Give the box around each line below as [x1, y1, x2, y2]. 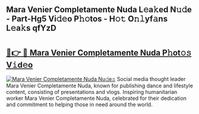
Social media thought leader [116, 76, 186, 82]
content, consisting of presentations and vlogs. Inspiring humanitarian [6, 89, 178, 95]
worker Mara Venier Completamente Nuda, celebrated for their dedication [6, 95, 187, 102]
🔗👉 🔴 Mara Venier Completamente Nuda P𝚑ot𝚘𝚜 [6, 47, 192, 58]
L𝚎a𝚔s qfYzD [6, 23, 56, 33]
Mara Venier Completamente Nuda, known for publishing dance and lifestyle [6, 82, 193, 89]
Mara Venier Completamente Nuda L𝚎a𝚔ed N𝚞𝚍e [6, 5, 192, 15]
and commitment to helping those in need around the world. [6, 101, 153, 108]
